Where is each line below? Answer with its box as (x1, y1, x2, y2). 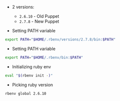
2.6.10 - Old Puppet (19, 13, 60, 19)
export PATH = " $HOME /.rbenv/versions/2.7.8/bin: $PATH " (5, 37, 116, 42)
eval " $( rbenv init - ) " (5, 73, 53, 78)
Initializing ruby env (12, 63, 51, 69)
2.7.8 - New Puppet (19, 19, 60, 24)
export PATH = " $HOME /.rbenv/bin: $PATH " (5, 55, 83, 60)
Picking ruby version (12, 82, 53, 88)
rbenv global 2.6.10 (5, 91, 47, 96)
